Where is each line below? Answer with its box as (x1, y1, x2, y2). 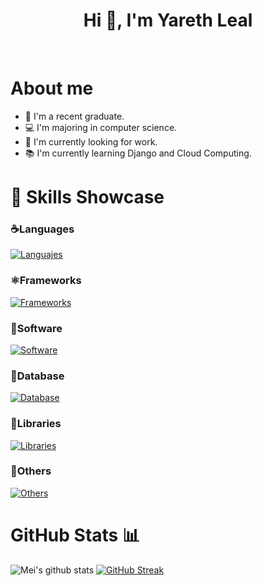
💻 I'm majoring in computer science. (24, 121, 178, 133)
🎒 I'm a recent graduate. (24, 110, 125, 122)
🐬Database (10, 369, 65, 383)
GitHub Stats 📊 (10, 524, 141, 547)
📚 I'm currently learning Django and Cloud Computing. (24, 147, 252, 159)
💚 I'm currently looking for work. (24, 135, 158, 148)
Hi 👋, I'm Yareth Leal (83, 9, 253, 32)
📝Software (10, 321, 63, 335)
